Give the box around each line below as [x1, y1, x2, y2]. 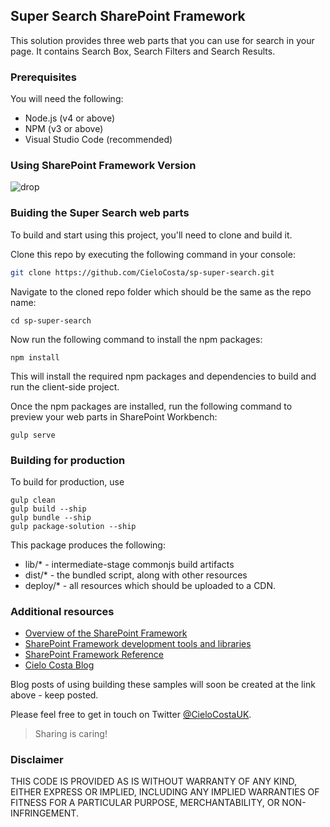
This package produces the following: [10, 539, 166, 551]
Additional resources [10, 604, 115, 618]
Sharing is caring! [34, 728, 108, 740]
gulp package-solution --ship [10, 521, 137, 531]
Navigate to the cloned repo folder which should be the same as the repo [10, 285, 312, 298]
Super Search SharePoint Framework [10, 8, 246, 25]
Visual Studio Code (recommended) [24, 134, 173, 146]
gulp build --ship [10, 504, 87, 514]
